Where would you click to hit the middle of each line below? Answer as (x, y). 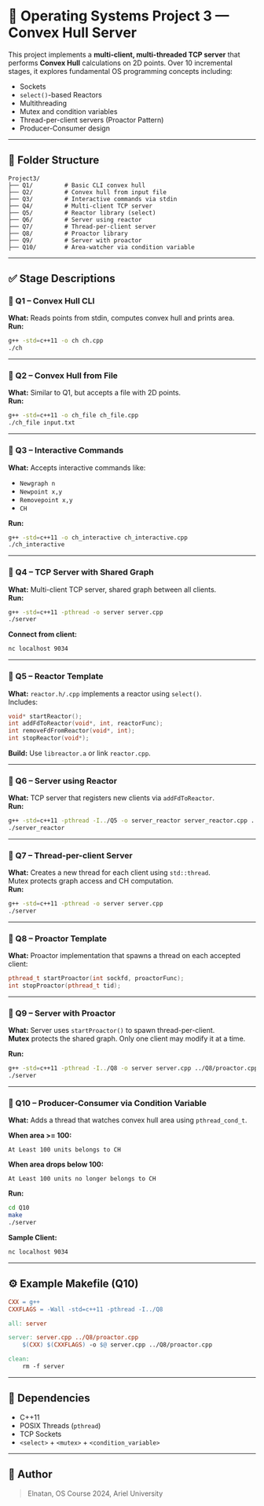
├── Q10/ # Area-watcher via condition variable (101, 247)
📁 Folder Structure (54, 160)
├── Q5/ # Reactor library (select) (82, 213)
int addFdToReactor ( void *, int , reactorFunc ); (86, 724)
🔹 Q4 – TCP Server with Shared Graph (81, 572)
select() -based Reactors (60, 94)
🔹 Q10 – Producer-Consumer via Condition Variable (107, 1104)
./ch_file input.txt (42, 423)
